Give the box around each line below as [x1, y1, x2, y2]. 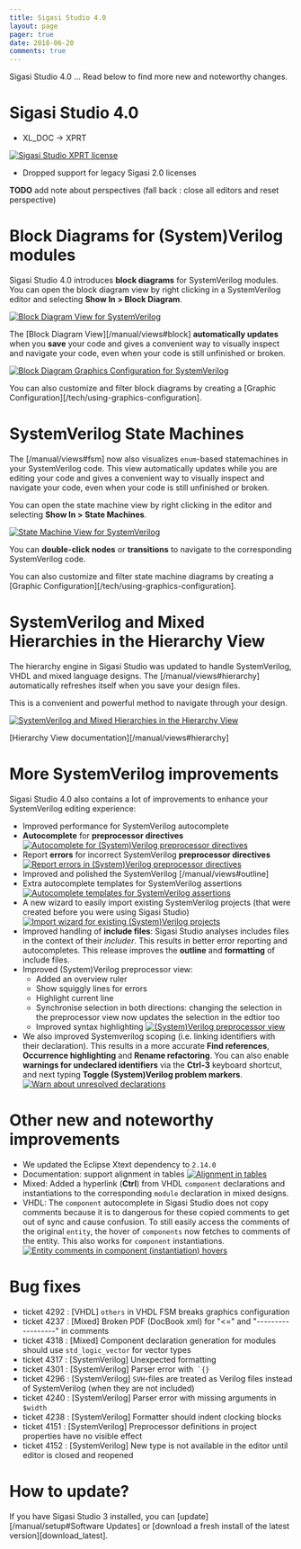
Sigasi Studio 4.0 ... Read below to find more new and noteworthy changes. [9, 71, 288, 82]
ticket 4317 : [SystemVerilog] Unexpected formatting [22, 1354, 217, 1365]
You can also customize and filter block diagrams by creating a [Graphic [9, 383, 277, 393]
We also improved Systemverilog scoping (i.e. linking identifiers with [22, 1031, 276, 1042]
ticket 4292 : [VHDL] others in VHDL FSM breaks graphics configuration [22, 1306, 290, 1317]
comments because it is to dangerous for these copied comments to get [22, 1206, 290, 1217]
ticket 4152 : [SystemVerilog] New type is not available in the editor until [22, 1440, 288, 1451]
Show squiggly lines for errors [35, 982, 148, 994]
